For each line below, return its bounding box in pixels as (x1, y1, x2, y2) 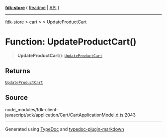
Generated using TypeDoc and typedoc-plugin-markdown (5, 126, 124, 132)
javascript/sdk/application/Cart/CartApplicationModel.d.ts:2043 (5, 112, 136, 118)
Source (5, 93, 28, 102)
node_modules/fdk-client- (5, 106, 59, 112)
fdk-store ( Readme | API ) (5, 5, 60, 10)
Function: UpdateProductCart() (5, 36, 137, 47)
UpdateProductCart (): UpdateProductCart (17, 52, 103, 58)
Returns (5, 67, 31, 75)
